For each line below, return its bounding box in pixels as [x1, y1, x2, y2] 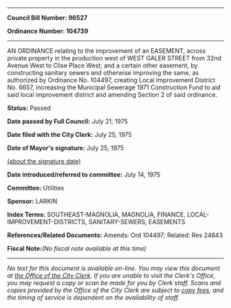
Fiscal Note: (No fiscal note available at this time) [7, 245, 146, 252]
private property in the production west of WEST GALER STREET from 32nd [7, 54, 222, 62]
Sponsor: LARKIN [7, 197, 58, 205]
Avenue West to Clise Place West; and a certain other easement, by [7, 61, 198, 69]
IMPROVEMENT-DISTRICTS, [7, 218, 87, 225]
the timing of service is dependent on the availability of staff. [7, 294, 180, 301]
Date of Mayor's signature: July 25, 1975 [7, 144, 124, 152]
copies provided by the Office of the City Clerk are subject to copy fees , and [7, 286, 224, 294]
